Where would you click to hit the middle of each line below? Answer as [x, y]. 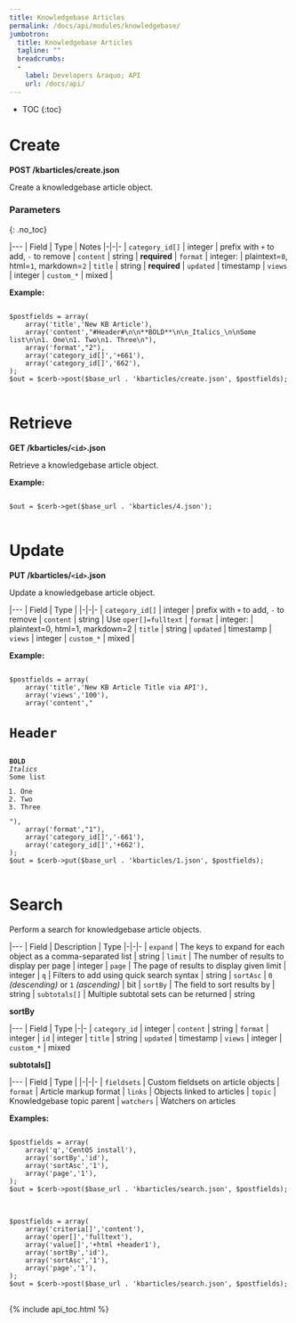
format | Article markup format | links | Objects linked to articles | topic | [143, 1091]
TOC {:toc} [42, 109]
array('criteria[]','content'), [85, 1229]
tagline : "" [40, 51]
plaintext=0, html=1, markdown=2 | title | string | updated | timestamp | [141, 628]
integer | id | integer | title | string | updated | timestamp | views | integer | [146, 1038]
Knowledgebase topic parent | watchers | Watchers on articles [123, 1100]
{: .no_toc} [28, 229]
